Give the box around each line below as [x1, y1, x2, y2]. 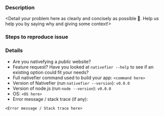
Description [5, 4, 35, 11]
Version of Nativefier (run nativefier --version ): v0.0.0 [12, 80, 130, 86]
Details [5, 47, 23, 54]
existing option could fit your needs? [12, 69, 89, 75]
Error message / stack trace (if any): [12, 96, 88, 102]
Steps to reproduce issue [5, 33, 68, 40]
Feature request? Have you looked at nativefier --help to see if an [12, 64, 154, 70]
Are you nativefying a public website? [12, 59, 91, 65]
